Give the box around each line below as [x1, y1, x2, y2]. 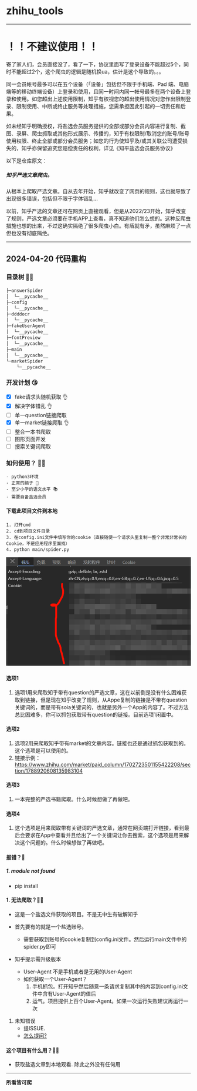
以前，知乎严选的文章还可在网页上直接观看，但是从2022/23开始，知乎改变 [6, 207, 186, 214]
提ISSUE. [23, 1025, 46, 1032]
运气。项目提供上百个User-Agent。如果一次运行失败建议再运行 [32, 997, 184, 1004]
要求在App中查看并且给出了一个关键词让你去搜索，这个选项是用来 [25, 831, 184, 839]
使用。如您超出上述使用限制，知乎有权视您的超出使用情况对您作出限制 [16, 95, 186, 102]
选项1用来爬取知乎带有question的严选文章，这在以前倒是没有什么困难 [14, 688, 182, 696]
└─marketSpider [6, 358, 43, 364]
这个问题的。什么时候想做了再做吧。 [19, 839, 107, 846]
